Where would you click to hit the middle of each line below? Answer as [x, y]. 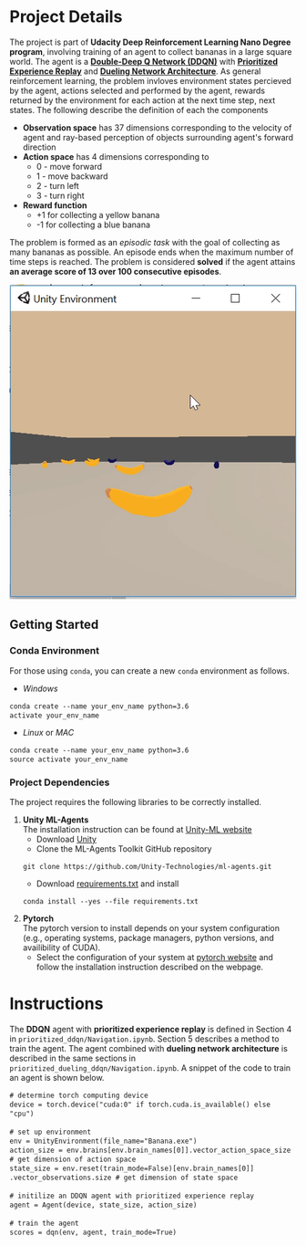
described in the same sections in [73, 1058]
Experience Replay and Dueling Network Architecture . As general [135, 71]
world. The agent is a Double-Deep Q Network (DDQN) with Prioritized [143, 61]
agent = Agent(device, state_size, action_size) [103, 1205]
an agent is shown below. [57, 1077]
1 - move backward [72, 176]
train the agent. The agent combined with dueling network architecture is [149, 1048]
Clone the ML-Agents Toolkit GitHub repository [124, 848]
